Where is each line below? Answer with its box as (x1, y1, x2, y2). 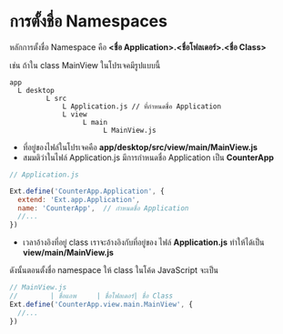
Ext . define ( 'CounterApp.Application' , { (9, 187, 166, 196)
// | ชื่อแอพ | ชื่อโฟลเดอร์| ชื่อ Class (9, 291, 174, 301)
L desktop (17, 86, 55, 95)
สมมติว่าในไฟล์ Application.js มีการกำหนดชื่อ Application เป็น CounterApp (22, 152, 275, 163)
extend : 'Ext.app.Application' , (17, 195, 141, 204)
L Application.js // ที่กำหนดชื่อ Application (62, 102, 221, 111)
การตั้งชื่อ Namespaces (9, 11, 168, 32)
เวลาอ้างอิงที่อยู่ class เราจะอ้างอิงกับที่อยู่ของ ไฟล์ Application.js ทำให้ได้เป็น (22, 237, 265, 248)
